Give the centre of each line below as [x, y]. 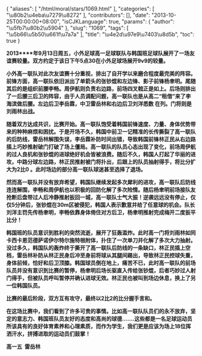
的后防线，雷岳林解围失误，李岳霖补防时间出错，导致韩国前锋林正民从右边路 [101, 139]
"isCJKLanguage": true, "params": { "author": [118, 21]
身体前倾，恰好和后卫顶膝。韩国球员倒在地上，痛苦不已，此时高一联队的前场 [101, 263]
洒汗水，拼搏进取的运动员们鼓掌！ [48, 334]
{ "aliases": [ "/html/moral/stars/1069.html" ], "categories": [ [80, 9]
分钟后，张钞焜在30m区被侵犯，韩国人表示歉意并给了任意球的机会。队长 [105, 205]
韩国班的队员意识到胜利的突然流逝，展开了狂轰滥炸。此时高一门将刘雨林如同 [101, 233]
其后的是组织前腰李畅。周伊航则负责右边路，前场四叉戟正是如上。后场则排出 [101, 89]
